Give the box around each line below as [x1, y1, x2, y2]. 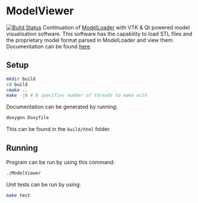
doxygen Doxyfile [6, 115, 49, 121]
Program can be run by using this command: [6, 158, 115, 165]
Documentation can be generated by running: [6, 103, 118, 111]
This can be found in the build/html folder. [6, 126, 111, 133]
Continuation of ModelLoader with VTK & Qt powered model [42, 24, 190, 31]
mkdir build [6, 76, 36, 82]
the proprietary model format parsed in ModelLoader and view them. [6, 36, 174, 43]
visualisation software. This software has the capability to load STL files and [6, 30, 193, 37]
